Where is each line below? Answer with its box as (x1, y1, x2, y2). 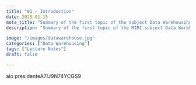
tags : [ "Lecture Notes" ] (6, 46, 66, 52)
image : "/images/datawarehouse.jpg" (6, 36, 95, 41)
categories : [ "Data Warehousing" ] (6, 41, 90, 47)
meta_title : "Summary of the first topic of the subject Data (6, 19, 160, 25)
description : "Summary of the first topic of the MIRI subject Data (6, 24, 176, 31)
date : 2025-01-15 (6, 14, 48, 20)
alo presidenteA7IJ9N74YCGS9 (6, 72, 82, 79)
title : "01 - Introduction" (6, 8, 75, 15)
